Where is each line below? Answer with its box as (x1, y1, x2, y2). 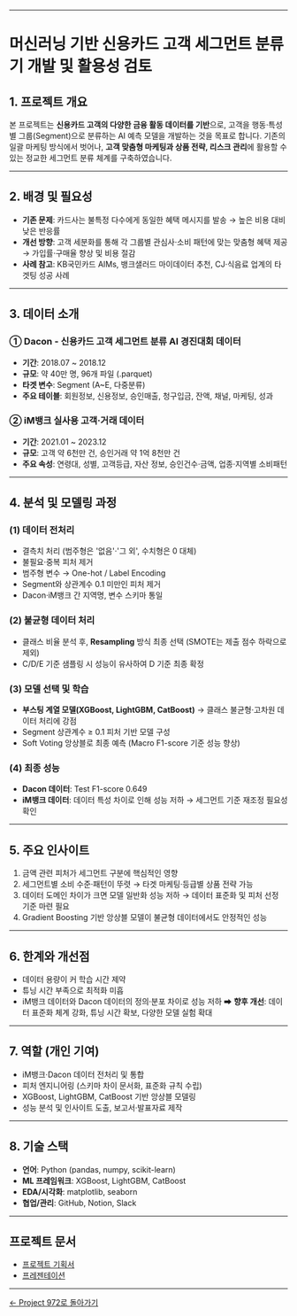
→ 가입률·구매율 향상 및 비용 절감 (21, 247, 136, 258)
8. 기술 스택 (9, 1139, 69, 1154)
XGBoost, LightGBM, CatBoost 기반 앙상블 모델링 (21, 1091, 196, 1102)
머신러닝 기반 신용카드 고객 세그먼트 (9, 35, 252, 54)
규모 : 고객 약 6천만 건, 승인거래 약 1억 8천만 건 (21, 447, 181, 458)
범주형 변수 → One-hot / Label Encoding (21, 568, 166, 578)
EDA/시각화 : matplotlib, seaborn (21, 1186, 138, 1196)
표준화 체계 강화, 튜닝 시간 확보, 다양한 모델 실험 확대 (31, 1007, 213, 1018)
